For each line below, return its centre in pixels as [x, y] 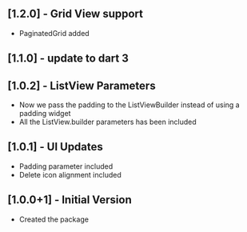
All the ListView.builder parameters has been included [108, 122]
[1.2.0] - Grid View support [76, 14]
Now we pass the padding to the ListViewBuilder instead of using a [129, 105]
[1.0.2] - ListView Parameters [82, 85]
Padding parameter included [66, 166]
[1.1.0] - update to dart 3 [68, 59]
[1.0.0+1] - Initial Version [70, 200]
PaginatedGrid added [54, 33]
